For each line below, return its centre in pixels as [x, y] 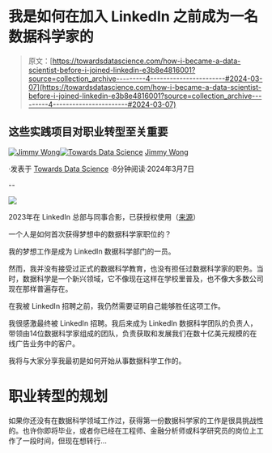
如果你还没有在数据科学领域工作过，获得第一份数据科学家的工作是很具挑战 [132, 420]
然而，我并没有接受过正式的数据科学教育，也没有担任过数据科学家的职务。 [132, 268]
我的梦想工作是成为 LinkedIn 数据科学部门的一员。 [92, 251]
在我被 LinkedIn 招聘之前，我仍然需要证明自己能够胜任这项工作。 [117, 306]
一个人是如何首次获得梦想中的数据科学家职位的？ [90, 234]
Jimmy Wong [166, 152]
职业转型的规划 [58, 396]
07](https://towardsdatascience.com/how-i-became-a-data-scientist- [144, 87]
